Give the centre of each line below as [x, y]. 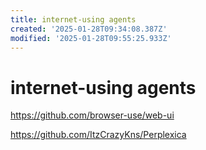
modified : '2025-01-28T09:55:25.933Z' [91, 38]
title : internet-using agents [73, 19]
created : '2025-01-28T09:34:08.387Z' [89, 29]
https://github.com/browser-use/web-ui [92, 115]
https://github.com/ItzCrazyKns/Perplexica [98, 135]
